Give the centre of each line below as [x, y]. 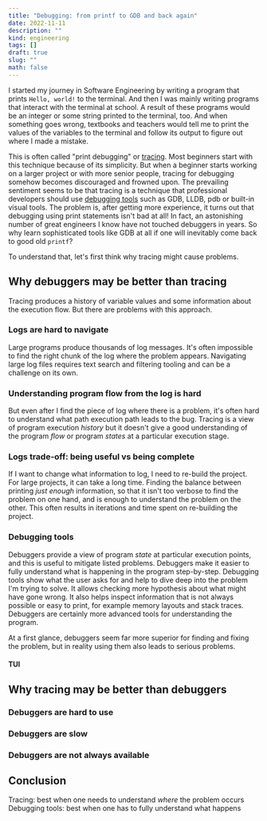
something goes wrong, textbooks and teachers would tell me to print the [129, 124]
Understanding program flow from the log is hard [105, 393]
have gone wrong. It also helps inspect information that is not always [121, 597]
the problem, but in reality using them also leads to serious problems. [122, 646]
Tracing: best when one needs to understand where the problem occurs [126, 800]
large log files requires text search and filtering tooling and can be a [120, 364]
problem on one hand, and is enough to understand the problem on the [125, 500]
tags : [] [23, 45]
